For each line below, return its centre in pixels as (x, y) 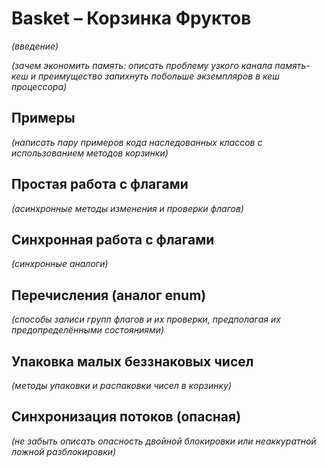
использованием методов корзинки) (90, 153)
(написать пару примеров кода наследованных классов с (137, 142)
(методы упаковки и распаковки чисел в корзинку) (121, 385)
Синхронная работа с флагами (113, 239)
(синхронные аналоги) (60, 264)
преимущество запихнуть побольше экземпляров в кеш (159, 76)
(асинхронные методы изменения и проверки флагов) (127, 208)
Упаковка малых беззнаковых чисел (132, 361)
